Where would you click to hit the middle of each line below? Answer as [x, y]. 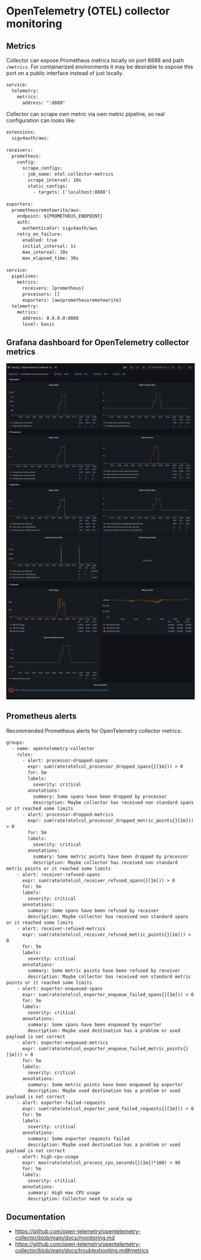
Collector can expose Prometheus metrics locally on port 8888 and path [95, 60]
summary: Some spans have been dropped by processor [100, 797]
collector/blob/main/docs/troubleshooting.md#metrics [82, 1250]
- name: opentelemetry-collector [53, 749]
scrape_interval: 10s [55, 180]
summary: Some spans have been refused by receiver [94, 911]
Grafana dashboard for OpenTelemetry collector [98, 342]
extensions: [21, 132]
